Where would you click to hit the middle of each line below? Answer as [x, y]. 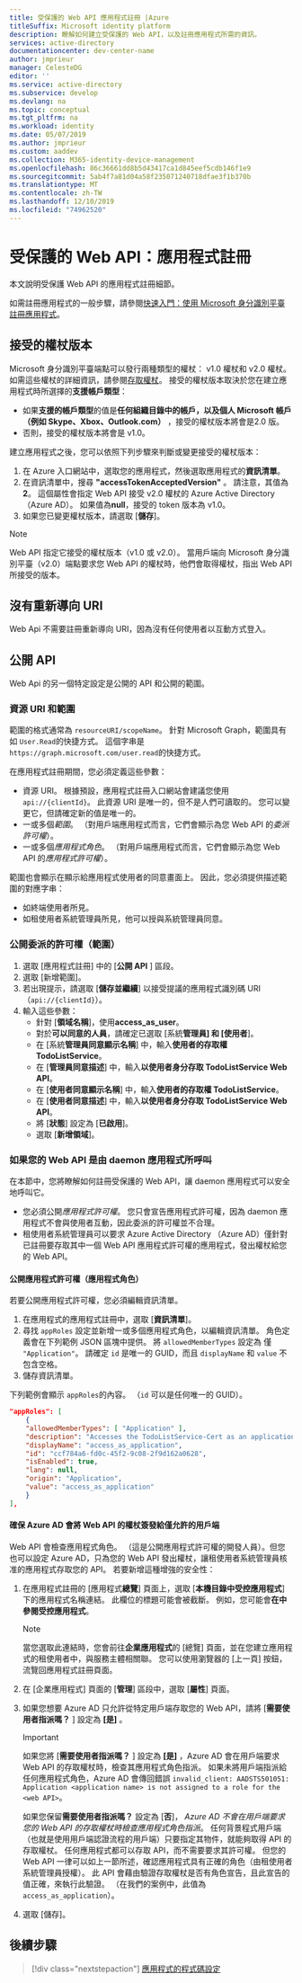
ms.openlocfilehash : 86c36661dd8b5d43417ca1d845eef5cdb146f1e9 [130, 168]
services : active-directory [62, 43]
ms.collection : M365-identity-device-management [102, 160]
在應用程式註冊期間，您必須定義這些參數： [88, 772]
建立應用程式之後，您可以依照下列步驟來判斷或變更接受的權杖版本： [135, 451]
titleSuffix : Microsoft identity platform [90, 26]
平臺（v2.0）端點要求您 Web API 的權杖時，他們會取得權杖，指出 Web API [154, 564]
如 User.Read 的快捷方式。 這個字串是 [77, 742]
